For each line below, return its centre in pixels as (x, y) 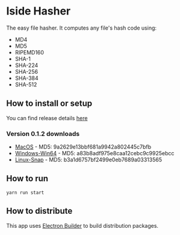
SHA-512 (26, 84)
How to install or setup (49, 104)
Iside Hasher (39, 11)
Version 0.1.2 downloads (43, 134)
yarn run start (25, 192)
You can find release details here (47, 118)
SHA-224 (26, 65)
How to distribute (39, 211)
